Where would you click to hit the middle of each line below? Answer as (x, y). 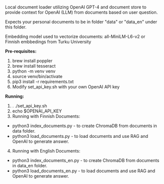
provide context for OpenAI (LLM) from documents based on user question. (82, 12)
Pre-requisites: (21, 51)
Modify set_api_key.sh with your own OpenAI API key (66, 87)
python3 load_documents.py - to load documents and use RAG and (80, 136)
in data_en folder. (30, 166)
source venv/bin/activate (37, 76)
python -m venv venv (34, 71)
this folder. (16, 27)
